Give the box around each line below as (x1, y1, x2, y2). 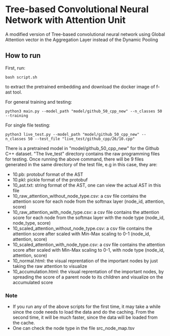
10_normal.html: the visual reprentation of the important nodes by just (12, 258, 158, 264)
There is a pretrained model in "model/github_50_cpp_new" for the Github (5, 145, 159, 151)
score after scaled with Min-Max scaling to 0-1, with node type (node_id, (12, 247, 165, 253)
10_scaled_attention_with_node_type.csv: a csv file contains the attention (12, 241, 165, 248)
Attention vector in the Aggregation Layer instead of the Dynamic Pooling (5, 37, 158, 43)
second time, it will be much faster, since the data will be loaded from (12, 314, 158, 321)
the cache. (12, 320, 36, 326)
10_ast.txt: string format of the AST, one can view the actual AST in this (12, 182, 161, 188)
